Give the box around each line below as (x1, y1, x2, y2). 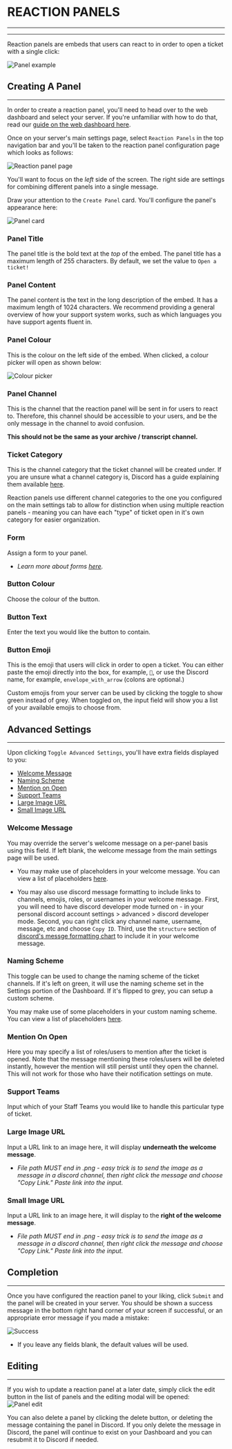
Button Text (7, 612, 47, 622)
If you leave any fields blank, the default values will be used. (17, 1340, 188, 1348)
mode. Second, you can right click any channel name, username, (17, 917, 202, 925)
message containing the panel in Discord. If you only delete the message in (7, 1421, 221, 1429)
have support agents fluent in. (7, 318, 93, 326)
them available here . (7, 480, 65, 489)
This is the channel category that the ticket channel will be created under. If (7, 466, 222, 474)
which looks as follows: (7, 148, 74, 156)
